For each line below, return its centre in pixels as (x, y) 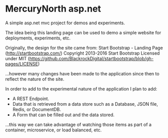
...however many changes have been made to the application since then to (82, 73)
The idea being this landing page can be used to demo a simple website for (83, 32)
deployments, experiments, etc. (38, 38)
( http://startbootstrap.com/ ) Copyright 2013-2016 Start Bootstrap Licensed (82, 53)
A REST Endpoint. (31, 99)
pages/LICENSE (22, 64)
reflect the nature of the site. (35, 79)
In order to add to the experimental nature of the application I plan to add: (81, 88)
